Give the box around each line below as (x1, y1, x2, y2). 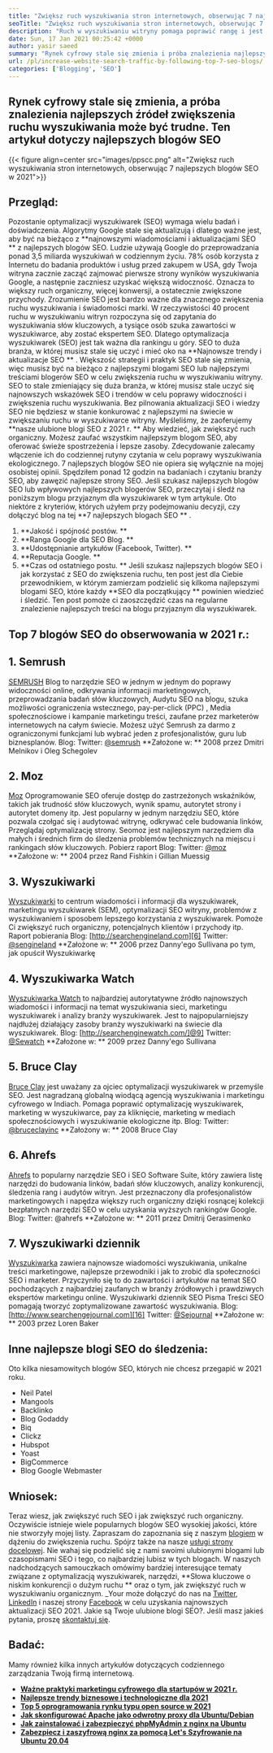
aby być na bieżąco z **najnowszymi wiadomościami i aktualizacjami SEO (8, 234, 256, 244)
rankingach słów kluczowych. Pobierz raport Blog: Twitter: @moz (8, 843, 227, 853)
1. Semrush (8, 655, 67, 669)
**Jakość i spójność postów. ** (19, 526, 128, 536)
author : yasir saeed (8, 42, 79, 50)
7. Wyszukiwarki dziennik (8, 1237, 141, 1251)
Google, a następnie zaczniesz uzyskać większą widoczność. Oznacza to (8, 277, 255, 287)
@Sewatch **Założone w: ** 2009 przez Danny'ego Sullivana (8, 1037, 217, 1047)
